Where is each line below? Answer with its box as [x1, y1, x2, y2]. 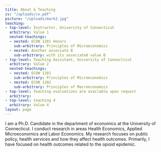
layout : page [5, 107, 32, 112]
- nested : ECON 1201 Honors [9, 39, 67, 44]
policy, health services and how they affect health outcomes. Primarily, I [5, 136, 150, 142]
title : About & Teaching [5, 7, 56, 12]
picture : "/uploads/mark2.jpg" [5, 16, 69, 21]
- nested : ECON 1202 [9, 80, 51, 85]
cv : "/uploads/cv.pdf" [5, 12, 51, 17]
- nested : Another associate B [9, 48, 73, 53]
